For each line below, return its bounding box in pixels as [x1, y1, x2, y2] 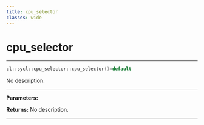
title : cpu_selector [6, 8, 59, 15]
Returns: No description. [6, 106, 69, 114]
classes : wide [6, 14, 42, 21]
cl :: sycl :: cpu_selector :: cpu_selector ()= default [6, 66, 132, 72]
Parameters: [6, 94, 38, 101]
